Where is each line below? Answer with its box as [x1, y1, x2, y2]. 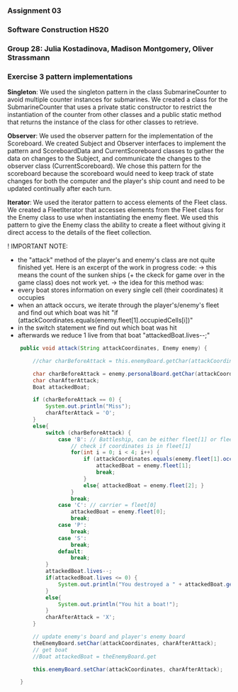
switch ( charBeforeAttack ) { [45, 429, 132, 436]
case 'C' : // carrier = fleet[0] [57, 502, 157, 509]
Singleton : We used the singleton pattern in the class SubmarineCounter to [7, 88, 227, 96]
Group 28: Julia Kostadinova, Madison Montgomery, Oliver [7, 43, 214, 53]
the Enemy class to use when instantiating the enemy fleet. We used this [7, 213, 219, 222]
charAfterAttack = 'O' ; [45, 410, 115, 417]
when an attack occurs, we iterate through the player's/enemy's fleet [17, 301, 220, 310]
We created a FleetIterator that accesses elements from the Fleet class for [7, 206, 224, 214]
